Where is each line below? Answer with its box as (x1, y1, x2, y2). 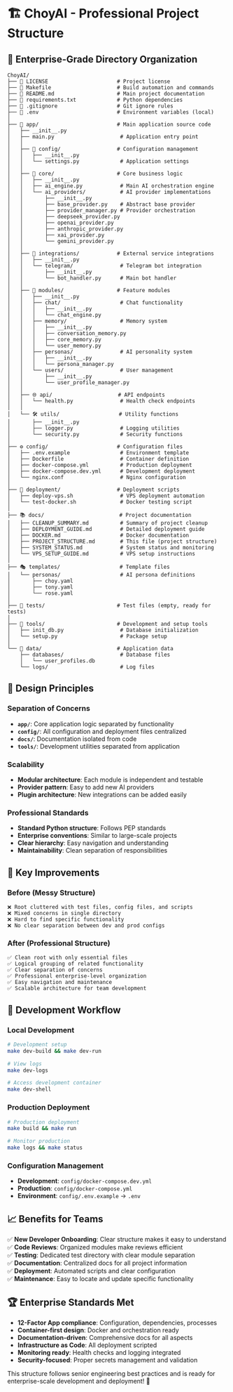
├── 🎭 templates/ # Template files (7, 563, 170, 570)
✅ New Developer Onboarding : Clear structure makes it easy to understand (7, 1235, 227, 1244)
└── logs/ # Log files (20, 664, 155, 671)
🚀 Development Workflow (7, 1004, 121, 1016)
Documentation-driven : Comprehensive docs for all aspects (17, 1333, 193, 1341)
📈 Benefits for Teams (7, 1213, 104, 1225)
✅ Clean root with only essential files (7, 954, 128, 961)
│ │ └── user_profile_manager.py (7, 379, 130, 386)
